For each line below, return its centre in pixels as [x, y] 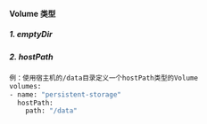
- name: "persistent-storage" [66, 94]
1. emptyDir [31, 35]
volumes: [25, 86]
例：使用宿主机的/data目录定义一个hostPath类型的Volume [104, 78]
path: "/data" [51, 111]
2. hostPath [31, 57]
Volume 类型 [33, 13]
